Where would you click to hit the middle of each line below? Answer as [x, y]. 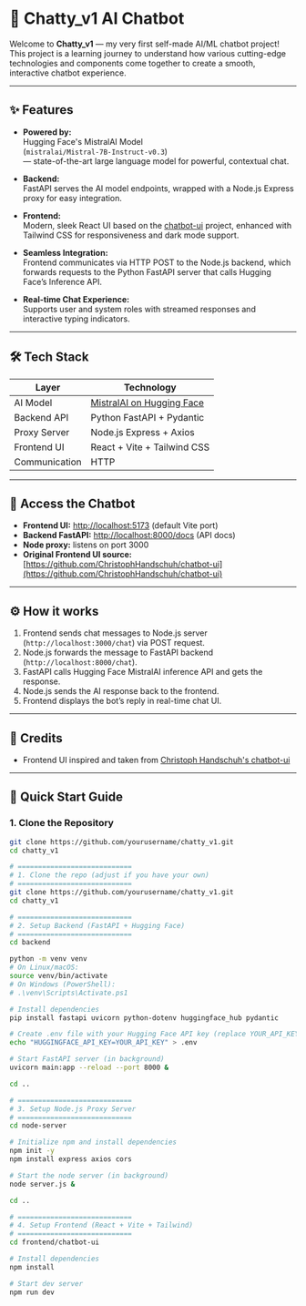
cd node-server [38, 1126]
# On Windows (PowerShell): [63, 984]
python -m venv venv [49, 959]
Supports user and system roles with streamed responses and [139, 309]
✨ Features [41, 110]
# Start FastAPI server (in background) [87, 1059]
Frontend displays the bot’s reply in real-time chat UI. [122, 701]
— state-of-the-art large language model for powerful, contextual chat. [156, 161]
